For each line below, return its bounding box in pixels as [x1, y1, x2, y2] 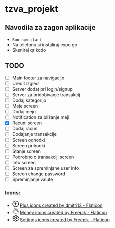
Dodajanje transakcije [12, 131, 57, 137]
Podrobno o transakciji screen [12, 154, 74, 160]
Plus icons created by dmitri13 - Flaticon [19, 202, 103, 208]
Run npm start [12, 37, 42, 42]
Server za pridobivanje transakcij [12, 92, 81, 98]
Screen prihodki [12, 142, 46, 148]
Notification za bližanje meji [12, 114, 70, 120]
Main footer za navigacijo [12, 75, 65, 81]
